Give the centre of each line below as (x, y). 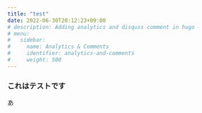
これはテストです (37, 85)
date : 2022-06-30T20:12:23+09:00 (57, 20)
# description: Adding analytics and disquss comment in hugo (101, 27)
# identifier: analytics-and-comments (71, 54)
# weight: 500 (34, 60)
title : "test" (28, 14)
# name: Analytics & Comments (58, 47)
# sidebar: (27, 40)
